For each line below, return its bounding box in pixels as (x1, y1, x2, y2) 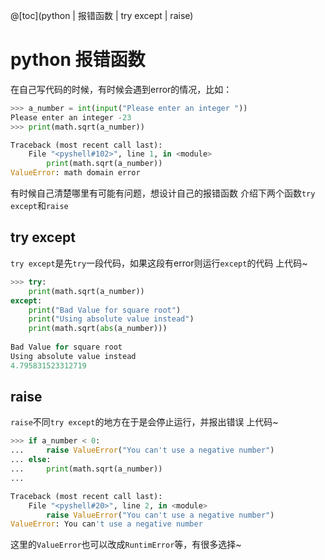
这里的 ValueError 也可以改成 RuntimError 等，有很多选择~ (10, 539, 242, 551)
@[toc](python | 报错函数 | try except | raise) (10, 10, 194, 21)
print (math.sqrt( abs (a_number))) (28, 324, 168, 334)
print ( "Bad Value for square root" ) (28, 305, 182, 315)
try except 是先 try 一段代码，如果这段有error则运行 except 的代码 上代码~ (10, 257, 308, 269)
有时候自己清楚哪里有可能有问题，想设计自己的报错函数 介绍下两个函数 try (10, 187, 316, 199)
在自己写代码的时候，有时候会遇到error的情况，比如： (10, 83, 233, 95)
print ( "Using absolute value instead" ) (28, 314, 195, 324)
